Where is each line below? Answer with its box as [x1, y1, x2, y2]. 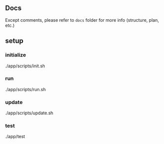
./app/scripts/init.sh [5, 63, 46, 69]
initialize [5, 51, 26, 58]
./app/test [5, 134, 25, 140]
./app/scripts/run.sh [5, 86, 46, 92]
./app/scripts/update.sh [5, 110, 54, 116]
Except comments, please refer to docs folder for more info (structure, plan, [5, 17, 159, 23]
